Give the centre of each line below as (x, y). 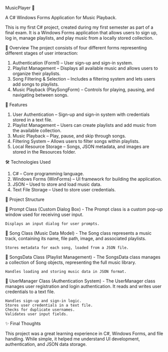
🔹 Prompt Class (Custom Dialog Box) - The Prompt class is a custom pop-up (84, 209)
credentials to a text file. (30, 292)
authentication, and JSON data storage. (46, 344)
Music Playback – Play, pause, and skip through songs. (69, 136)
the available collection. (37, 130)
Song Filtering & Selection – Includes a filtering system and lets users (84, 79)
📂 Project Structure (25, 199)
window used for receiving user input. (44, 215)
